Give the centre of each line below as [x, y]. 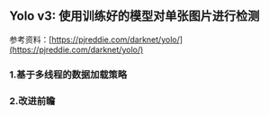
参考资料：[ [31, 40]
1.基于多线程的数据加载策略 [68, 75]
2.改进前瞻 [32, 101]
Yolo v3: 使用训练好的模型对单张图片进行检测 [134, 16]
